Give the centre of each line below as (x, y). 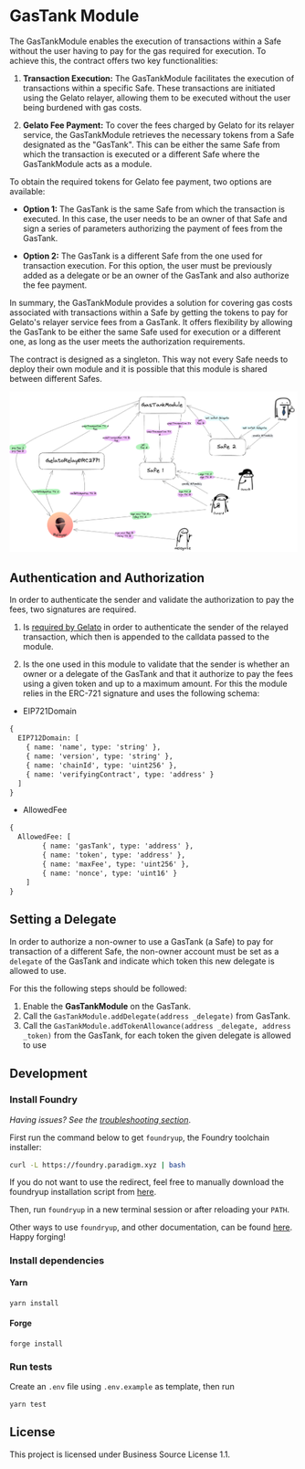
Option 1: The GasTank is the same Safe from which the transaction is (154, 209)
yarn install (34, 1303)
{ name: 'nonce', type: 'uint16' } (110, 873)
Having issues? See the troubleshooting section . (100, 1119)
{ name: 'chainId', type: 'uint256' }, (102, 766)
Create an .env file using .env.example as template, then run (122, 1387)
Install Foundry (43, 1100)
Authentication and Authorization (107, 578)
